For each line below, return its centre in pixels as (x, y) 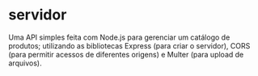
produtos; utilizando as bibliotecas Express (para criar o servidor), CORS (129, 45)
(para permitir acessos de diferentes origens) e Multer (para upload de (126, 54)
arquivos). (25, 63)
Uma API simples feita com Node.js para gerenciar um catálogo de (119, 37)
